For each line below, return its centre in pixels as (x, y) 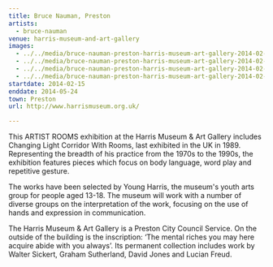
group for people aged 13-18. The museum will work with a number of (125, 196)
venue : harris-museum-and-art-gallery (74, 39)
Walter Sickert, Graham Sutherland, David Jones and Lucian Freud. (120, 254)
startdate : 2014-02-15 (47, 84)
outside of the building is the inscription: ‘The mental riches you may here (131, 237)
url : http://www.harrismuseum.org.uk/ (74, 106)
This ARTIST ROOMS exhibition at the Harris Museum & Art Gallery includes (135, 137)
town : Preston (32, 99)
